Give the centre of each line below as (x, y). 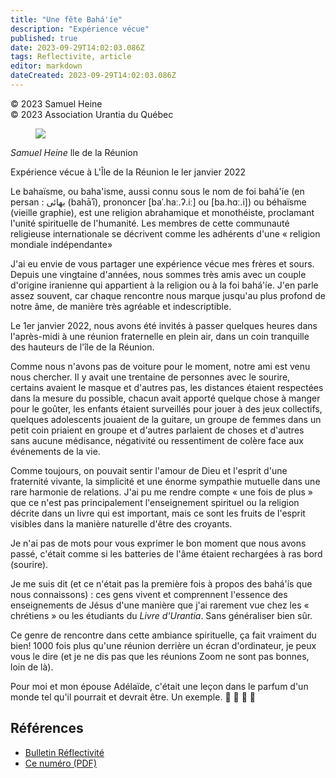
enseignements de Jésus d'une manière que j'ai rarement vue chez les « (160, 605)
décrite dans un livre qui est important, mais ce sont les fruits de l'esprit (158, 513)
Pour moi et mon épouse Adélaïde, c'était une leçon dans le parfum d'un (159, 686)
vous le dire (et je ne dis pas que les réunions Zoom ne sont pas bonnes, (160, 656)
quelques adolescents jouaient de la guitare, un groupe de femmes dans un (166, 419)
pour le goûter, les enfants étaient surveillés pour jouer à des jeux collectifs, (166, 408)
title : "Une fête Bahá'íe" (66, 19)
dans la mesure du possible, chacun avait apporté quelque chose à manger (165, 398)
